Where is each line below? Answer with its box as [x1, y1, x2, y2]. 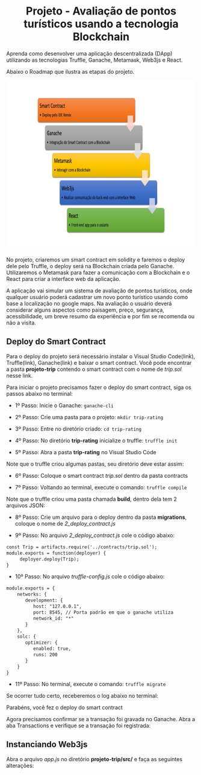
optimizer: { [25, 639, 58, 646]
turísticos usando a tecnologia [23, 17, 179, 31]
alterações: [6, 762, 34, 769]
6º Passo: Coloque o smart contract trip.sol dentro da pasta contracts [14, 472, 188, 479]
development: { [25, 597, 63, 603]
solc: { [17, 633, 36, 640]
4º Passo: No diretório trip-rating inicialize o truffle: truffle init [14, 437, 178, 444]
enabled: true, [32, 645, 71, 652]
